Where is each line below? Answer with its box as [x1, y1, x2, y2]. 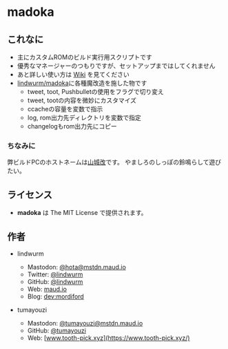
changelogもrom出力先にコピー [27, 122, 117, 130]
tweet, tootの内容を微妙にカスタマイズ [27, 96, 136, 104]
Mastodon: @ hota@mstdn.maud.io [27, 263, 126, 271]
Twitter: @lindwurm [27, 270, 83, 279]
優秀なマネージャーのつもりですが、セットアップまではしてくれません [17, 62, 216, 70]
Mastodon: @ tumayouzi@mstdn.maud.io [27, 319, 143, 327]
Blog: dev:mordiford [27, 292, 84, 301]
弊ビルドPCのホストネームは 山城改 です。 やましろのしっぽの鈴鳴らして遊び [7, 158, 222, 167]
